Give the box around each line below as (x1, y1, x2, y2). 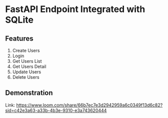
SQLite (5, 14, 34, 26)
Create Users (12, 48, 40, 53)
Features (5, 34, 33, 43)
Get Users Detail (12, 64, 46, 69)
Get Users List (12, 58, 42, 64)
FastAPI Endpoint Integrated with (5, 4, 145, 15)
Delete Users (12, 74, 39, 80)
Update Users (12, 69, 41, 75)
